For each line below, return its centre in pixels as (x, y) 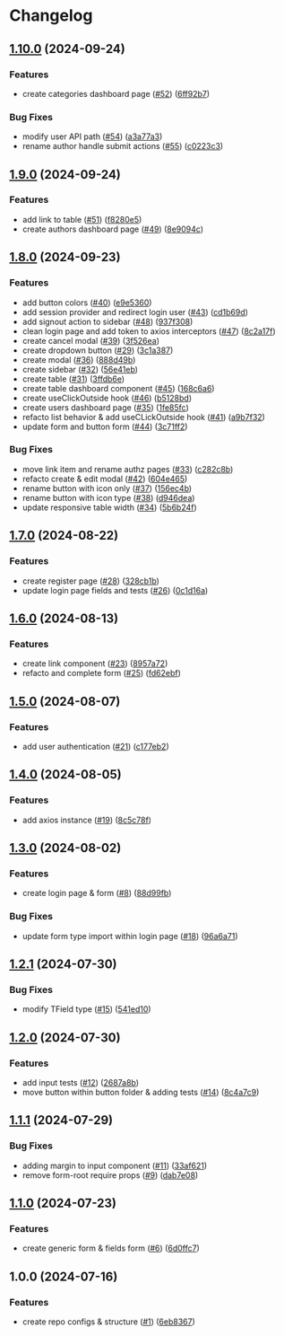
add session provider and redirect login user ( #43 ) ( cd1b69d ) (135, 312)
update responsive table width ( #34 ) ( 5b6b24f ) (109, 507)
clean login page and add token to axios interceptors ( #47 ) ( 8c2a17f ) (149, 331)
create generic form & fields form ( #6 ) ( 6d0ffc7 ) (111, 1248)
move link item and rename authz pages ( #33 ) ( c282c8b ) (128, 469)
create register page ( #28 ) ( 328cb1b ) (90, 581)
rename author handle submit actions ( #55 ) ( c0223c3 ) (123, 146)
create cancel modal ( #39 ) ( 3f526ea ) (90, 340)
